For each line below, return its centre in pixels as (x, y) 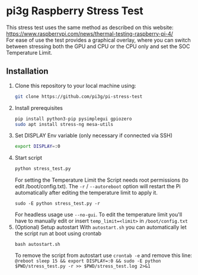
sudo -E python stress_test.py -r (57, 204)
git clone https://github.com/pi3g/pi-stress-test (79, 96)
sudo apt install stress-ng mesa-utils (64, 124)
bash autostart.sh (37, 245)
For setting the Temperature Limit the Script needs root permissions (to (101, 180)
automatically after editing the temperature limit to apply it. (86, 193)
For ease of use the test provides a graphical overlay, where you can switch (98, 40)
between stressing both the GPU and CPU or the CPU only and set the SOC (98, 46)
